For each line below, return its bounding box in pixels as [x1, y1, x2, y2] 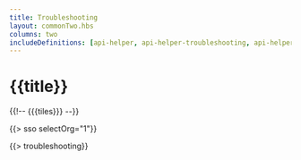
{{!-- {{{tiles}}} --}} [9, 106, 80, 117]
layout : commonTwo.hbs [9, 21, 94, 30]
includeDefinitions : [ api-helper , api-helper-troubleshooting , [9, 38, 251, 47]
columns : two [9, 29, 58, 38]
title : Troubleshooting [9, 13, 99, 22]
